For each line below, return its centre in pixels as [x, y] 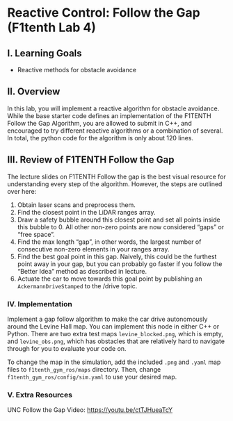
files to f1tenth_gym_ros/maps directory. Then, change [84, 369]
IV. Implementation [40, 304]
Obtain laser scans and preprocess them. [76, 205]
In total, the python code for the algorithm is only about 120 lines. [100, 138]
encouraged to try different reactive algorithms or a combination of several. [115, 131]
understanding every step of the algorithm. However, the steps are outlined [115, 184]
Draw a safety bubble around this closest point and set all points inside [119, 220]
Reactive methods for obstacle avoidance [77, 70]
